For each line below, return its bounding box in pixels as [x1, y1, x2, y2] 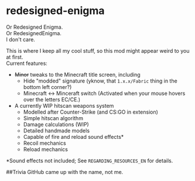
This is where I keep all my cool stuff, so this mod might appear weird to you [6, 47, 190, 54]
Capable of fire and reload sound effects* [23, 133, 124, 140]
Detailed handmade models [23, 127, 90, 134]
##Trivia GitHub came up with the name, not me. [6, 168, 124, 175]
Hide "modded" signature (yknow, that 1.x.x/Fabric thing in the [23, 77, 177, 84]
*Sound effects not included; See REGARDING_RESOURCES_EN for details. [6, 157, 173, 164]
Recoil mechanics [23, 139, 66, 146]
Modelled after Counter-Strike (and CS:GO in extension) [23, 108, 158, 115]
